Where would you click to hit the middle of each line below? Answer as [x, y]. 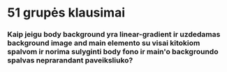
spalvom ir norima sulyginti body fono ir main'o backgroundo [113, 52]
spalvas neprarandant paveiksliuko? [70, 60]
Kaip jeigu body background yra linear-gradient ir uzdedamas [114, 35]
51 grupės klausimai [66, 13]
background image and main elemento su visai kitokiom [104, 43]
